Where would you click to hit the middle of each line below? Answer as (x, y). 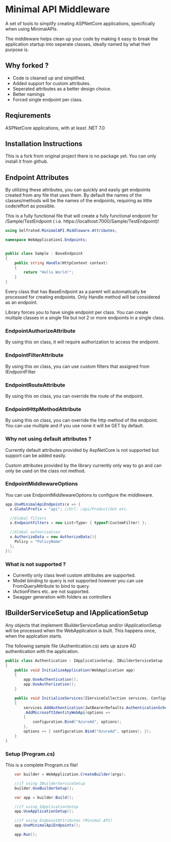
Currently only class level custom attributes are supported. (74, 575)
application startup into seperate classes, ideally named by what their (78, 44)
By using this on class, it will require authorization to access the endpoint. (82, 342)
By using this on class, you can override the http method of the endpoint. (82, 420)
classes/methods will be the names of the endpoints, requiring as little (79, 201)
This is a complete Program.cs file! (41, 765)
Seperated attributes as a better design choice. (62, 89)
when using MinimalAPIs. (32, 29)
